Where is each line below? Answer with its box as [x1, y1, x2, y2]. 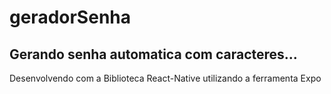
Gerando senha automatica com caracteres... [9, 46, 298, 63]
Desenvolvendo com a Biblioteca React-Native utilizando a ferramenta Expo [9, 72, 322, 84]
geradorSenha [9, 6, 132, 29]
